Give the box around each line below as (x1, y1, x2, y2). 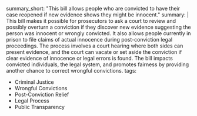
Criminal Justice (14, 79, 54, 86)
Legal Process (14, 97, 49, 104)
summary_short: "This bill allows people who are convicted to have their (6, 5, 181, 12)
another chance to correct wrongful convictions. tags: (6, 67, 137, 74)
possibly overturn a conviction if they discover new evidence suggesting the (6, 23, 191, 30)
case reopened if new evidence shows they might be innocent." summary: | (6, 11, 189, 18)
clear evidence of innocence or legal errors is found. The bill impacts (6, 55, 173, 62)
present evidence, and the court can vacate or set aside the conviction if (6, 49, 182, 55)
